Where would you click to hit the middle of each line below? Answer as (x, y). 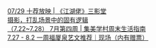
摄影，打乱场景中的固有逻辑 (48, 20)
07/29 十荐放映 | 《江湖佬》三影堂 (57, 11)
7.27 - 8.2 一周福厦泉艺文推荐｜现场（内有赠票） (78, 37)
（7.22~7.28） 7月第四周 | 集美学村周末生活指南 (77, 29)
